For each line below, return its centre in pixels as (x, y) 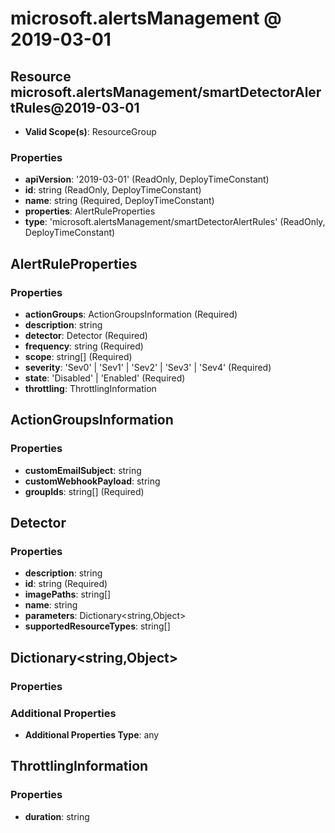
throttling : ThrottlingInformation (90, 388)
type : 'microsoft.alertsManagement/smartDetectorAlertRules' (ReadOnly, (175, 222)
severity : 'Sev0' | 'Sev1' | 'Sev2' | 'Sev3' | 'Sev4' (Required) (148, 367)
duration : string (57, 816)
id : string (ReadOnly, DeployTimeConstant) (113, 190)
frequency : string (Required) (84, 346)
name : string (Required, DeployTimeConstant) (119, 201)
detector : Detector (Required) (86, 335)
